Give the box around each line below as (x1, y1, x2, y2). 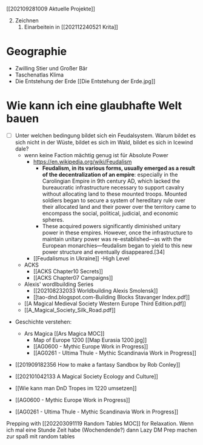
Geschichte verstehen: (15, 318, 72, 325)
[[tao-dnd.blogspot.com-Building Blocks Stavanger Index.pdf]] (33, 293, 190, 301)
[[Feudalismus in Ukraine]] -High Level (33, 254, 130, 262)
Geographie (6, 45, 67, 58)
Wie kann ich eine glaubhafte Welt (6, 99, 182, 113)
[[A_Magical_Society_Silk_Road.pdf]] (24, 306, 116, 313)
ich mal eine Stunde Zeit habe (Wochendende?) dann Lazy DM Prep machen (6, 426, 198, 433)
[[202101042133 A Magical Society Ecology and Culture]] (15, 373, 159, 380)
